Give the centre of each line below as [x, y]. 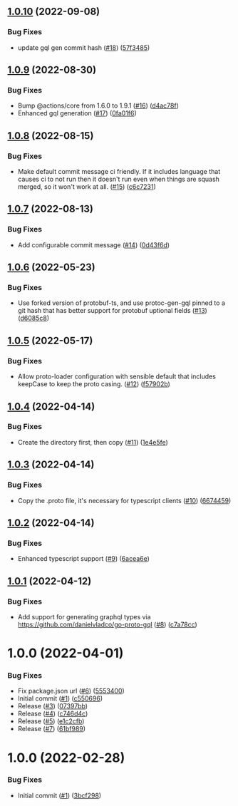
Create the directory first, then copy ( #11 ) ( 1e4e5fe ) [93, 442]
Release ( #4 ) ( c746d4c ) [53, 714]
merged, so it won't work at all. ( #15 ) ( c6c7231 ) [87, 187]
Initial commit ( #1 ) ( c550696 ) [60, 698]
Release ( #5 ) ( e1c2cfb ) [51, 721]
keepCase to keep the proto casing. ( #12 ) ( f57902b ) [94, 384]
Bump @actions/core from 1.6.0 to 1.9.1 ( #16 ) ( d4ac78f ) [98, 105]
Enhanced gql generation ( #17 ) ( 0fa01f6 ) [77, 113]
